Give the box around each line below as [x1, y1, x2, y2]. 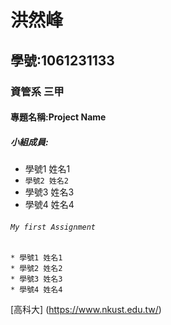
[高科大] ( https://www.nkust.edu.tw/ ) [10, 304, 162, 316]
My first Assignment [10, 222, 97, 232]
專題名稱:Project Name [10, 111, 107, 123]
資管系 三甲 [10, 84, 65, 98]
